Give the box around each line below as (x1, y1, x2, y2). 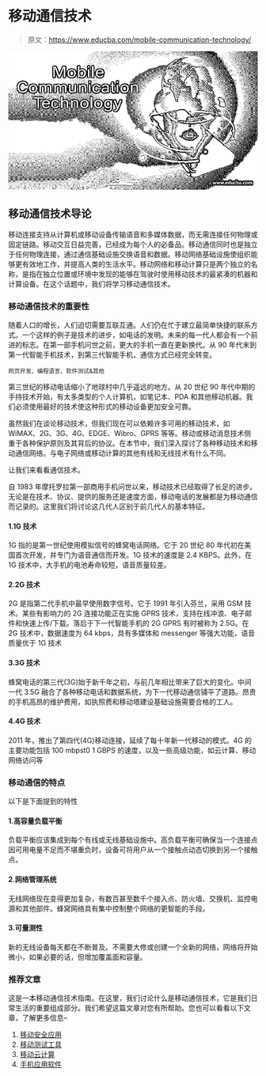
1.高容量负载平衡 (8, 816, 63, 825)
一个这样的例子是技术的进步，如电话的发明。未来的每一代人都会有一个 (21, 330, 251, 340)
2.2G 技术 (8, 579, 41, 589)
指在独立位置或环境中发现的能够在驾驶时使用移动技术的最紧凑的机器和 (28, 269, 258, 278)
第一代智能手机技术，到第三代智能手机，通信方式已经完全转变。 (8, 350, 216, 360)
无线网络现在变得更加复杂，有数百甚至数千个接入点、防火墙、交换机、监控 (8, 893, 251, 903)
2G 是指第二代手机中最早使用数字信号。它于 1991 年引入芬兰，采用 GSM (8, 599, 243, 608)
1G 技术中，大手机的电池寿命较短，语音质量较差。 (8, 560, 172, 570)
